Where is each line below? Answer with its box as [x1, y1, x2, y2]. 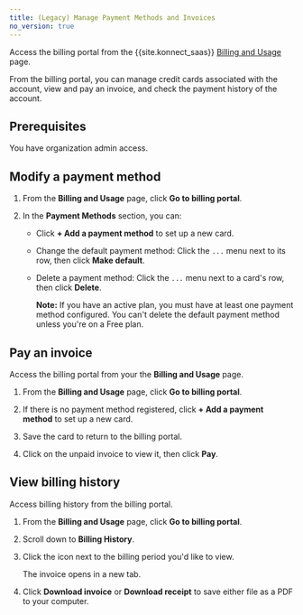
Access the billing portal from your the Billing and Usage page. [9, 368, 243, 379]
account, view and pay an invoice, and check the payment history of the [9, 83, 278, 94]
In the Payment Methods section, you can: [22, 210, 182, 221]
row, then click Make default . [35, 255, 145, 266]
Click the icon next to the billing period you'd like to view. [22, 551, 234, 562]
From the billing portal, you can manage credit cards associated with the [9, 73, 278, 84]
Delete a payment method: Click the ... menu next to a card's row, [35, 273, 285, 284]
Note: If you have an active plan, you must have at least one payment [35, 300, 294, 311]
